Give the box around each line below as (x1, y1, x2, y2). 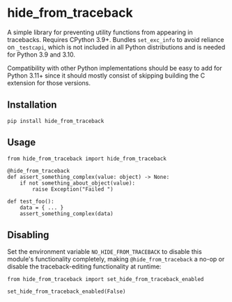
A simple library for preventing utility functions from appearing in (7, 28, 193, 36)
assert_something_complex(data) (20, 210, 114, 217)
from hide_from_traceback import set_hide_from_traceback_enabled (7, 276, 204, 283)
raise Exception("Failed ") (32, 185, 114, 193)
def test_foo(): (7, 198, 54, 205)
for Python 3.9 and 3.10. (7, 50, 75, 59)
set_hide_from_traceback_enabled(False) (7, 288, 127, 295)
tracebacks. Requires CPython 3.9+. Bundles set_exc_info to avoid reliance (7, 35, 224, 43)
